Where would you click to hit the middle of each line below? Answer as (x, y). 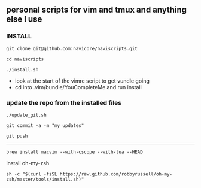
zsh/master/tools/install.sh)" (45, 179)
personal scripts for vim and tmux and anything (97, 10)
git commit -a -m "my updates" (45, 125)
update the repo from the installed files (64, 102)
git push (17, 136)
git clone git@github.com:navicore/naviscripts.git (72, 48)
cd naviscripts (25, 59)
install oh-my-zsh (28, 163)
